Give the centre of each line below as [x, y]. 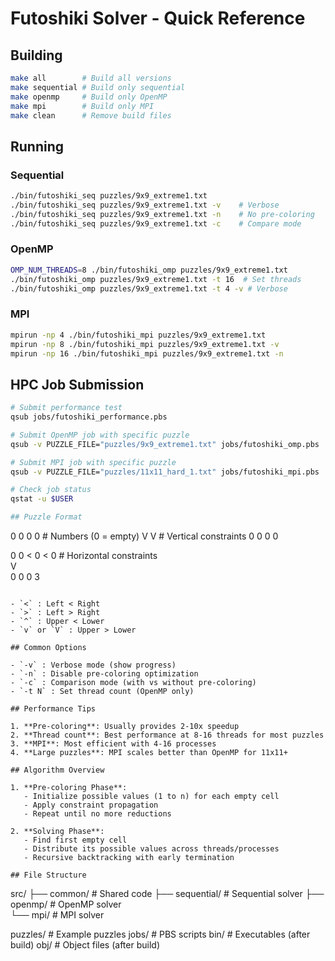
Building [36, 55]
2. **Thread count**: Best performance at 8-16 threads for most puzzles [167, 735]
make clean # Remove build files [91, 115]
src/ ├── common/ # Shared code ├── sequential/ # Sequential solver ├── [167, 894]
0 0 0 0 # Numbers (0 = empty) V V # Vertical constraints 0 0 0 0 [144, 536]
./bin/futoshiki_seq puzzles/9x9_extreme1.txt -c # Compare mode [156, 223]
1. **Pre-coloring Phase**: [69, 788]
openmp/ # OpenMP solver [66, 904]
